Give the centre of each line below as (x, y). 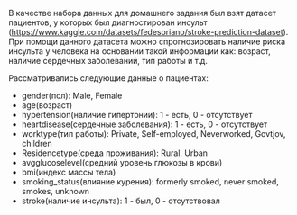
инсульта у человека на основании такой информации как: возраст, (140, 51)
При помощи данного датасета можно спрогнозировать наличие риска (147, 41)
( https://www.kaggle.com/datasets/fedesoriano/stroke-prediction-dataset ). (148, 32)
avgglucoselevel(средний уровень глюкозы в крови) (122, 162)
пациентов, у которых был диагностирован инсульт (108, 22)
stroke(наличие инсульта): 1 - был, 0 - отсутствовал (121, 201)
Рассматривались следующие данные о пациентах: (109, 78)
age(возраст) (47, 105)
